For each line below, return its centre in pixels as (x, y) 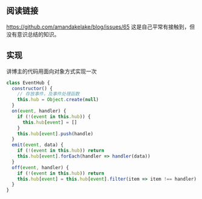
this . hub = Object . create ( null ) (58, 100)
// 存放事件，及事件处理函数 (49, 94)
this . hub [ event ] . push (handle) (56, 134)
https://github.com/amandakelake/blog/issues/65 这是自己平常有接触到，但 (101, 27)
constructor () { (32, 88)
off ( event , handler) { (40, 167)
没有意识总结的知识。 (33, 34)
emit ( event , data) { (38, 145)
